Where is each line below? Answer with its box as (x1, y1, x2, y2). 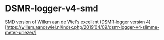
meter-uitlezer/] (5, 29, 37, 35)
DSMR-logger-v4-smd (5, 3, 99, 14)
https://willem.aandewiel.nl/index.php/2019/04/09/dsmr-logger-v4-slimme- (6, 24, 160, 30)
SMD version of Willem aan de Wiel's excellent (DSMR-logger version (5, 19, 145, 25)
